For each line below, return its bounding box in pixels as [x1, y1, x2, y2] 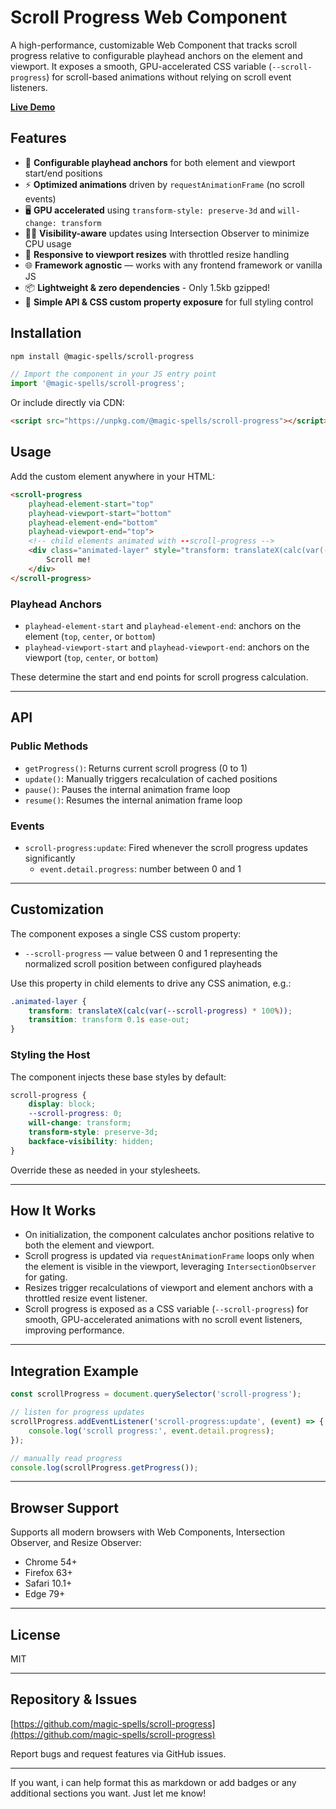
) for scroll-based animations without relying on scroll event [46, 71, 292, 83]
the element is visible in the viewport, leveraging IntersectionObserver [24, 1261, 317, 1273]
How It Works [10, 1202, 97, 1220]
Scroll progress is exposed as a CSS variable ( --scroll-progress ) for [24, 1303, 309, 1315]
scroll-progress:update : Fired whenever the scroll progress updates [24, 841, 308, 853]
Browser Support [10, 1499, 120, 1516]
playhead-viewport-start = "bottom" [28, 508, 172, 518]
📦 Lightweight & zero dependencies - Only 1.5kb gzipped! [24, 281, 271, 293]
